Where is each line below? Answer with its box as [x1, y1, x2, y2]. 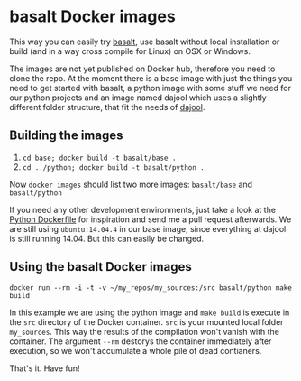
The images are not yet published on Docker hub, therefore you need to [9, 63, 276, 74]
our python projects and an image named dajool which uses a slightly [9, 92, 268, 103]
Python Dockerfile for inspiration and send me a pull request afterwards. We [9, 214, 292, 225]
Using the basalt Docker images [9, 259, 192, 274]
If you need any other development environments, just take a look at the [9, 204, 277, 215]
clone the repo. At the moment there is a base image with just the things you [9, 72, 293, 83]
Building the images [9, 128, 123, 144]
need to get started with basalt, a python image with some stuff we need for [9, 82, 291, 93]
